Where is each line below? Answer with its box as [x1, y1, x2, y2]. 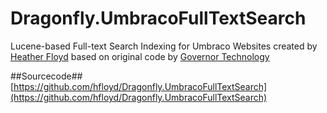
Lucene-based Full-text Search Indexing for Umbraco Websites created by [10, 40, 318, 52]
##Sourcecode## [10, 70, 83, 82]
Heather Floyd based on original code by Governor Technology [10, 50, 270, 62]
